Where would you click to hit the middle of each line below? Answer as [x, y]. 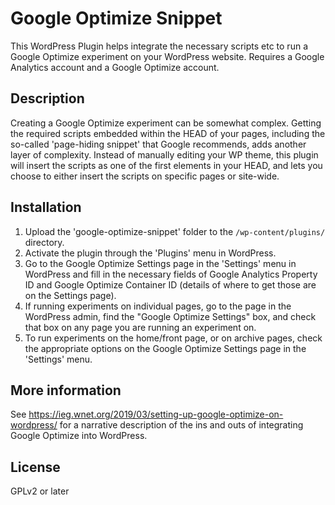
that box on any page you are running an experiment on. [140, 327]
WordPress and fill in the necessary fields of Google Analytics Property [171, 274]
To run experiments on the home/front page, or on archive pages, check [173, 338]
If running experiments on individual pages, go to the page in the [158, 306]
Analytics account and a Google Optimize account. [115, 67]
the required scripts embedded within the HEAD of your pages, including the [168, 133]
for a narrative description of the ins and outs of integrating [181, 425]
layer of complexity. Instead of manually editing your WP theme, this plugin [164, 154]
